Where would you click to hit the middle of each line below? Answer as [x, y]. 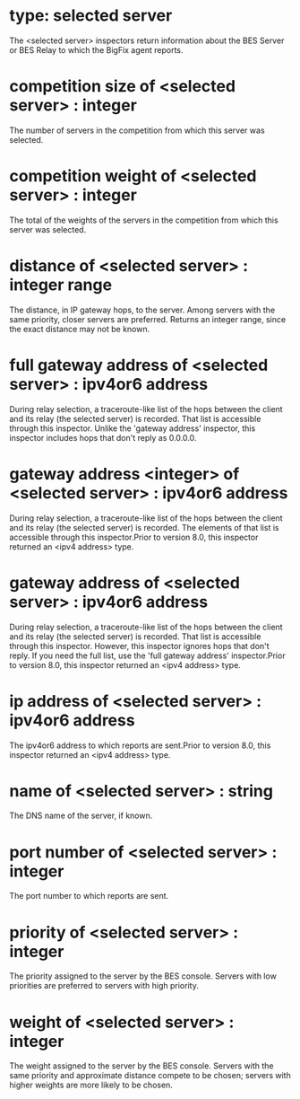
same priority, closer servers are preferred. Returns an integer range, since [148, 319]
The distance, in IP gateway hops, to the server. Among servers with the [142, 310]
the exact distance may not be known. [80, 329]
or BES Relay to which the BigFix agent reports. [96, 49]
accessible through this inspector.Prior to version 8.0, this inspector [134, 537]
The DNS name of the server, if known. [81, 816]
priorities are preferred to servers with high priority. [104, 986]
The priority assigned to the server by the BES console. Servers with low [143, 976]
